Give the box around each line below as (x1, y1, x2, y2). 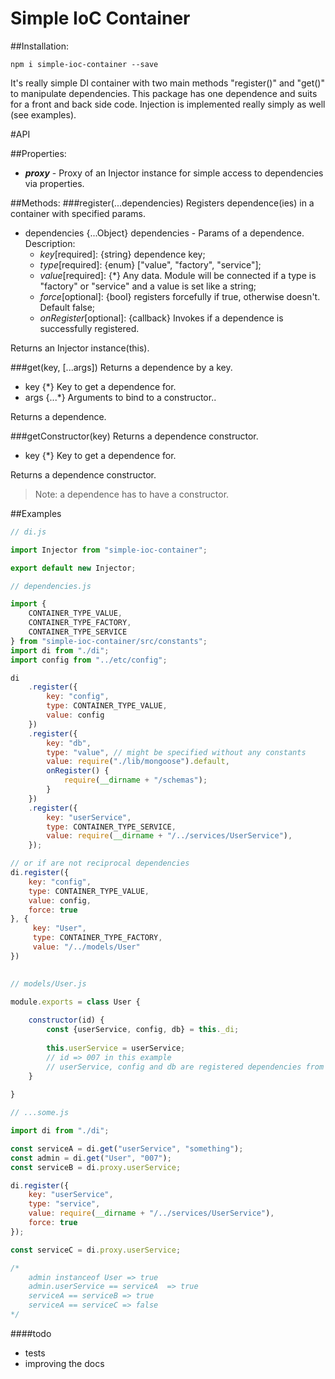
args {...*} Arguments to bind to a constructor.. (24, 391, 217, 403)
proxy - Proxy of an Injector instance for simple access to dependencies (24, 167, 324, 179)
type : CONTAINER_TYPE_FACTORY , (32, 933, 163, 943)
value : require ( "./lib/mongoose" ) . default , (46, 757, 230, 767)
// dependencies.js (10, 581, 92, 591)
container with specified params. (10, 207, 146, 219)
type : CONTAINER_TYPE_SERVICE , (46, 822, 177, 832)
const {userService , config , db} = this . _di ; (46, 1025, 240, 1035)
